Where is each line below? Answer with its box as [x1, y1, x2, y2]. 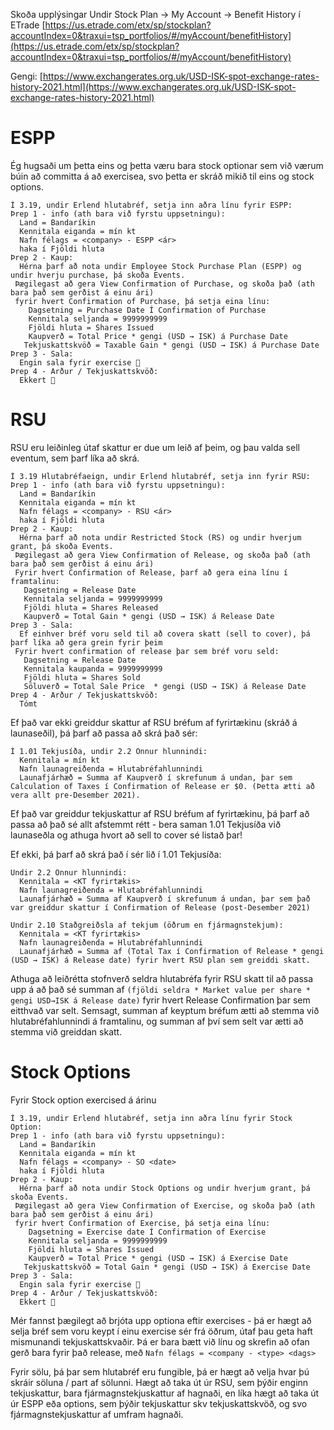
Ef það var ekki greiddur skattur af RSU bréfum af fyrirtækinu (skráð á [10, 716, 298, 728]
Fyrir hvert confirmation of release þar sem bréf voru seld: [14, 646, 280, 656]
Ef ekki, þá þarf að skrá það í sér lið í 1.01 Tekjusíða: [10, 848, 222, 860]
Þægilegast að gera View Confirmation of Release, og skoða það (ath [14, 550, 311, 560]
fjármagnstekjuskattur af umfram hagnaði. [10, 1408, 184, 1420]
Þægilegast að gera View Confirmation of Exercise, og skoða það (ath [14, 1200, 315, 1211]
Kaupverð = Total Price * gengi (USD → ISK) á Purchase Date [28, 331, 288, 341]
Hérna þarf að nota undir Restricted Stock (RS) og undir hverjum [19, 532, 302, 543]
